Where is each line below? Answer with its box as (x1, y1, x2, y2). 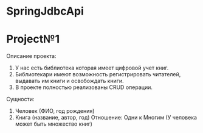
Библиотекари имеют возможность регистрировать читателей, (15, 71, 181, 78)
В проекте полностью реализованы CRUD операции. (15, 84, 153, 91)
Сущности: (6, 96, 35, 103)
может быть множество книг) (15, 120, 93, 128)
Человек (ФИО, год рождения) (15, 107, 95, 115)
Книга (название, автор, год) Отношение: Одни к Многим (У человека (15, 114, 198, 121)
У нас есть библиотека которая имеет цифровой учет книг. (15, 64, 169, 71)
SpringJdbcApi (6, 4, 84, 18)
